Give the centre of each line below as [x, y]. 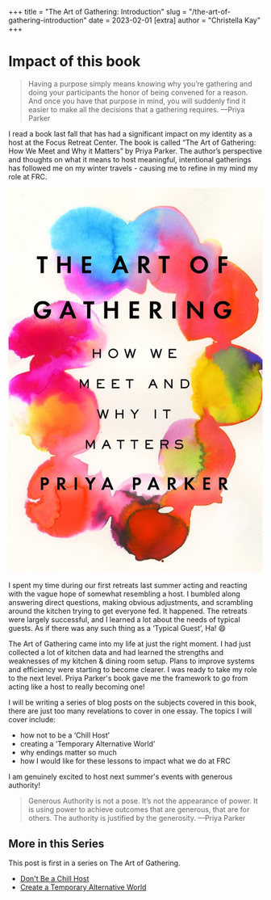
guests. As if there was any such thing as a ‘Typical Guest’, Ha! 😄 [117, 629]
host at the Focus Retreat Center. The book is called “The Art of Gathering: [132, 142]
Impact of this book [75, 62]
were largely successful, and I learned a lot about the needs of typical [124, 620]
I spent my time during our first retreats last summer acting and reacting [128, 586]
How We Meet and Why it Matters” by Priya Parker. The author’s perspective [135, 151]
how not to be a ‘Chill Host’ [65, 735]
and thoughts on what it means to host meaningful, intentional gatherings [130, 159]
